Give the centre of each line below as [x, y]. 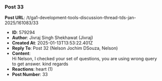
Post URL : [15, 18]
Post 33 [14, 7]
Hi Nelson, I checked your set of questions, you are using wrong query [84, 59]
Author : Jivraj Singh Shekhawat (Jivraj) [52, 38]
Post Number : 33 [30, 75]
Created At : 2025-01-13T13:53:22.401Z [52, 43]
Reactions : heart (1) [32, 69]
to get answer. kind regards [40, 64]
